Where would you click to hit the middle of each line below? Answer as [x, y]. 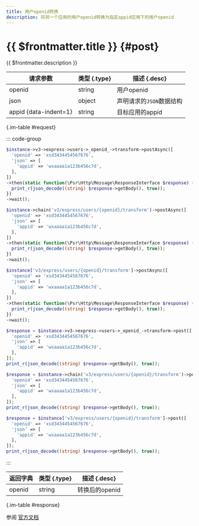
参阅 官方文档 [23, 517]
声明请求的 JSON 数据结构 [149, 101]
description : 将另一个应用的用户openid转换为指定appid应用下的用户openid [90, 17]
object [87, 101]
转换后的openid [99, 490]
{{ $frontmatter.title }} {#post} [83, 47]
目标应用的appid [139, 112]
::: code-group [24, 139]
